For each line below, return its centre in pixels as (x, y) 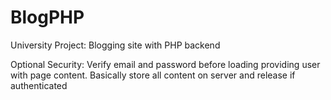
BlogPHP (47, 17)
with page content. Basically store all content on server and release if (153, 75)
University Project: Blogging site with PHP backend (115, 45)
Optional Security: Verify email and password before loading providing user (165, 64)
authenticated (39, 85)
